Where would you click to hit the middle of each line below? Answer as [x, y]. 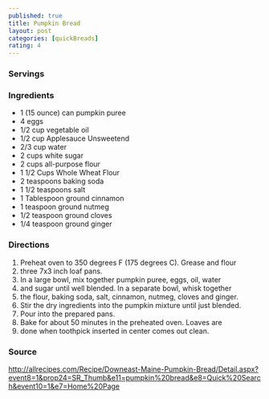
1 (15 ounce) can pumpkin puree [73, 113]
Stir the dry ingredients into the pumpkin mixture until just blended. [130, 305]
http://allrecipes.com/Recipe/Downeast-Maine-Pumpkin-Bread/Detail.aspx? [134, 369]
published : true [35, 16]
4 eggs [32, 121]
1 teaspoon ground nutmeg [65, 207]
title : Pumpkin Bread [45, 23]
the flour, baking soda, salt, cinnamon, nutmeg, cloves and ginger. [129, 296]
